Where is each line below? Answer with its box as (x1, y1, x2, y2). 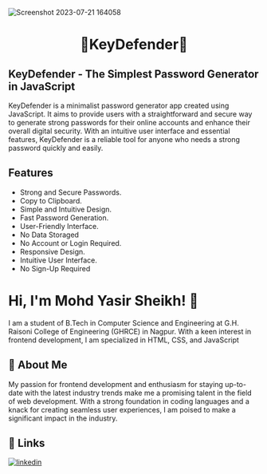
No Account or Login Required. (19, 238, 122, 247)
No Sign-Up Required (19, 263, 91, 273)
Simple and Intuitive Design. (19, 204, 112, 214)
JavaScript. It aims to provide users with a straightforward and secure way (8, 109, 253, 119)
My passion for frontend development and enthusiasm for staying (8, 379, 223, 389)
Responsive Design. (19, 247, 85, 256)
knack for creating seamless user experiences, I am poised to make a (8, 405, 237, 414)
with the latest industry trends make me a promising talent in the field (24, 388, 253, 397)
